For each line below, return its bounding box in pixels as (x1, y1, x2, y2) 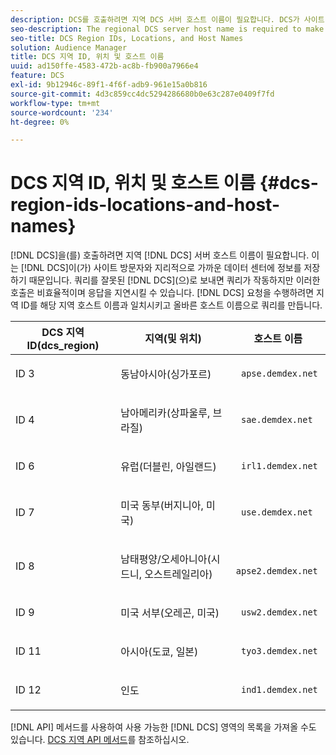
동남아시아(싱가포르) (120, 367, 212, 381)
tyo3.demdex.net (240, 646, 318, 657)
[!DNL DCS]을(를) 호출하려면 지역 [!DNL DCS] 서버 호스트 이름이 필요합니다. (10, 249, 310, 261)
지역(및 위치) (144, 332, 202, 346)
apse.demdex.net (240, 368, 318, 380)
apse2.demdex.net (235, 566, 318, 577)
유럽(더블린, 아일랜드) (120, 460, 217, 474)
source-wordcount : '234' (10, 107, 114, 118)
